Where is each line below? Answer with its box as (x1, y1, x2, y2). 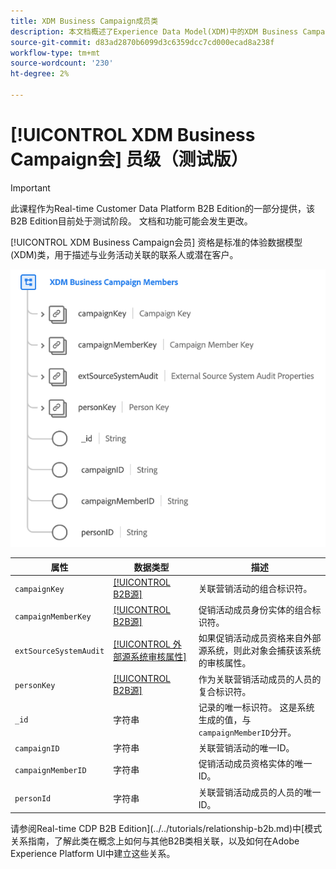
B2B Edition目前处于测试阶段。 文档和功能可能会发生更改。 (10, 215, 253, 227)
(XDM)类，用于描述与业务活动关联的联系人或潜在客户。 (10, 248, 239, 260)
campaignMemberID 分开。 (198, 726, 297, 738)
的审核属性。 (198, 657, 252, 669)
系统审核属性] (130, 651, 187, 663)
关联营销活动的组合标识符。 (198, 583, 313, 595)
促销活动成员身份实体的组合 (198, 604, 313, 616)
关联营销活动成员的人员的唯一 (198, 786, 322, 798)
